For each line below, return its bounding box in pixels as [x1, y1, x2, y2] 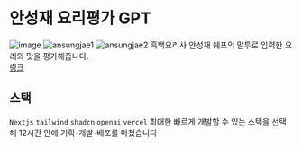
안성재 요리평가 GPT [9, 8, 151, 29]
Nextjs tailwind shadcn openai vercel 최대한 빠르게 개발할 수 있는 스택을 [9, 116, 270, 126]
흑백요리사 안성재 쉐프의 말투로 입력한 [150, 39, 283, 50]
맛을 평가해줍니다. [25, 50, 89, 61]
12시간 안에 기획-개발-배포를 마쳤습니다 [18, 127, 158, 138]
